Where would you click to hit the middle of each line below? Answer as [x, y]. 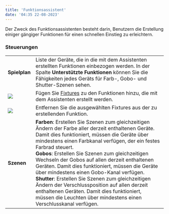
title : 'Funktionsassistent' [36, 10]
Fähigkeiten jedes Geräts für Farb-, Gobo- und [91, 79]
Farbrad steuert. [55, 147]
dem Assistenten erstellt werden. [74, 99]
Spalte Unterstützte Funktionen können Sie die [92, 72]
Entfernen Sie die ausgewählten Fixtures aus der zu [96, 107]
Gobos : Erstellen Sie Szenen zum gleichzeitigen [92, 153]
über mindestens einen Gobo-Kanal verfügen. [90, 172]
